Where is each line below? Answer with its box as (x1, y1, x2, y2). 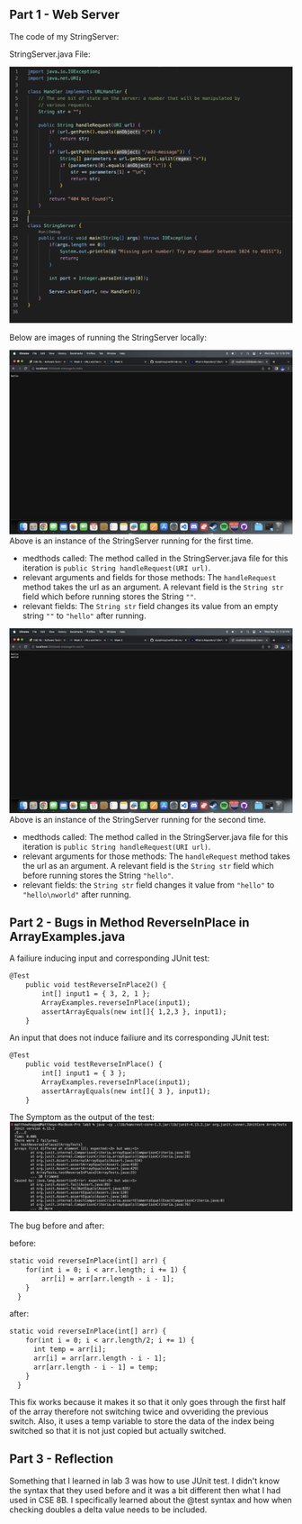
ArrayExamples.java (9, 929, 126, 945)
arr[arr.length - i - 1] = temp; (32, 1363, 159, 1372)
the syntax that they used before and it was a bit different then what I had (9, 1484, 281, 1495)
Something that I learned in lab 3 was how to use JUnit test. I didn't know (9, 1475, 280, 1486)
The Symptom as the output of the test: (9, 1112, 155, 1123)
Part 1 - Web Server (9, 7, 120, 23)
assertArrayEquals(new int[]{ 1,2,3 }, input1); (41, 1008, 227, 1017)
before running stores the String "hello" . (22, 870, 174, 881)
